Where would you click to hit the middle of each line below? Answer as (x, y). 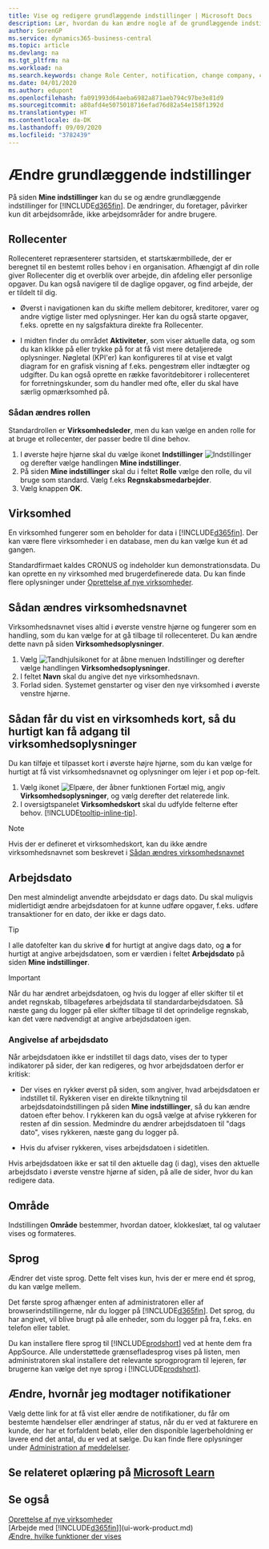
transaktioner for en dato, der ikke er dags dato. (87, 914)
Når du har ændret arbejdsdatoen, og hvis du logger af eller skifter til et (126, 993)
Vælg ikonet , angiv (122, 788)
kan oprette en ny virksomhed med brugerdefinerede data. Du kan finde (127, 574)
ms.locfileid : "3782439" (50, 135)
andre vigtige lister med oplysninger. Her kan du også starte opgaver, (134, 317)
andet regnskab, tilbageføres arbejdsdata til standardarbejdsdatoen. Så (126, 1002)
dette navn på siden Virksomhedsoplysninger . (86, 644)
